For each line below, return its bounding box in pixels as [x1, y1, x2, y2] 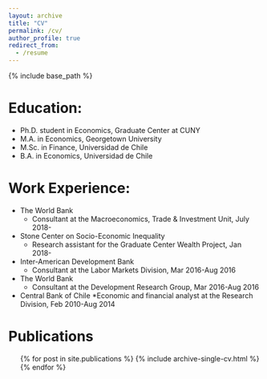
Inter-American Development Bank [19, 256, 135, 266]
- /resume [15, 49, 48, 57]
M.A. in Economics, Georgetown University [19, 134, 162, 143]
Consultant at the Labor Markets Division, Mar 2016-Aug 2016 [31, 265, 237, 275]
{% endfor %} [19, 362, 67, 372]
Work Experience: [8, 179, 131, 197]
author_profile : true [8, 34, 81, 42]
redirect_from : [8, 42, 59, 50]
